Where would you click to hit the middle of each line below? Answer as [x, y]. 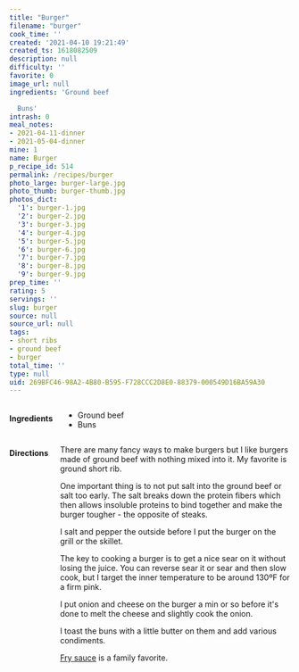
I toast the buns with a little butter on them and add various [168, 631]
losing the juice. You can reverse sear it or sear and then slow [173, 568]
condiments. [83, 641]
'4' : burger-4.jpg [52, 233]
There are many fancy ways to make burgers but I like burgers [174, 450]
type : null [29, 374]
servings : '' [33, 299]
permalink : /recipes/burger [62, 175]
